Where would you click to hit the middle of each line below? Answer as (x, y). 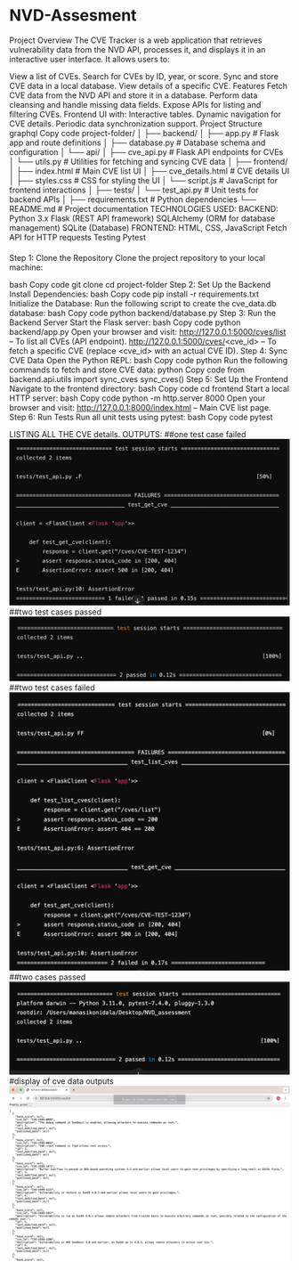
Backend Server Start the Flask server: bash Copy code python (125, 322)
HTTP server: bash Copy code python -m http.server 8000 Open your (137, 398)
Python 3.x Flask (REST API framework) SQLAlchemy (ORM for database (142, 218)
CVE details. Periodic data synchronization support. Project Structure (136, 123)
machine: (26, 267)
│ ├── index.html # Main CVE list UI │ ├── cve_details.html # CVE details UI (149, 171)
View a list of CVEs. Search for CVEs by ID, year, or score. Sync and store (144, 76)
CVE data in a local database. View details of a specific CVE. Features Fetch (148, 85)
